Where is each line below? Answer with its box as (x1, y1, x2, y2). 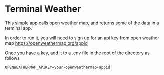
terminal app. (5, 25, 32, 31)
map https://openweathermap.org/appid (5, 40, 88, 46)
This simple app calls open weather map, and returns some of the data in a (5, 20, 159, 26)
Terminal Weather (5, 3, 81, 15)
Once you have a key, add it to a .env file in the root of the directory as (5, 50, 150, 56)
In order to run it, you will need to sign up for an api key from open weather (5, 35, 159, 41)
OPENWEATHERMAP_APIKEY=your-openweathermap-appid (5, 65, 111, 70)
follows (5, 55, 20, 61)
